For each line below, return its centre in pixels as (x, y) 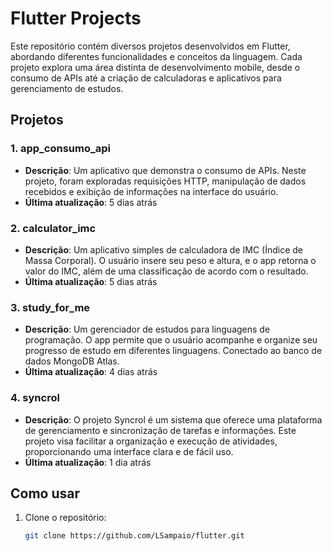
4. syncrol (35, 398)
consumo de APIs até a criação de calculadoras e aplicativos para (146, 78)
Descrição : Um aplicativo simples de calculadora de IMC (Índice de (163, 249)
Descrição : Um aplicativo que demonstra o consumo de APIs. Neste (165, 170)
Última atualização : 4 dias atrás (91, 372)
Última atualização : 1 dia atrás (88, 462)
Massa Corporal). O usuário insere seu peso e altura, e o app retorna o (170, 260)
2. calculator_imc (53, 228)
